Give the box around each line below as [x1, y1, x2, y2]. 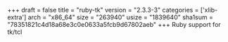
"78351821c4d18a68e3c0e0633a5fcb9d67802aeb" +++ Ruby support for [7, 21, 222, 28]
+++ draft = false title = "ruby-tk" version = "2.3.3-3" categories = [7, 6, 199, 14]
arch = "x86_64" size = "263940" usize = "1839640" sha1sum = [27, 13, 213, 21]
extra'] [7, 13, 27, 21]
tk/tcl [7, 28, 23, 36]
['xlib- [200, 6, 218, 14]
